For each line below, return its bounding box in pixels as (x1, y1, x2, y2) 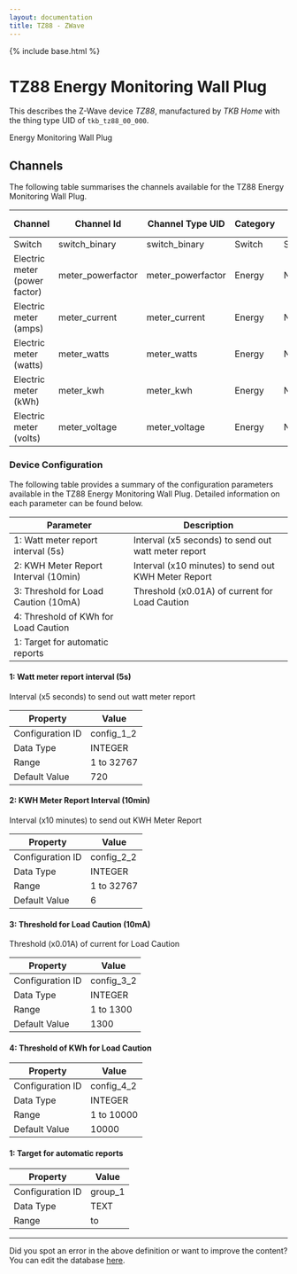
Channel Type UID (147, 218, 225, 231)
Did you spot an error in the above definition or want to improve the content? (9, 1245, 288, 1255)
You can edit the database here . (9, 1254, 126, 1265)
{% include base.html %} (9, 45, 100, 56)
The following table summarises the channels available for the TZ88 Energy (9, 182, 285, 192)
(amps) (13, 323, 44, 335)
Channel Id (74, 218, 122, 231)
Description (183, 519, 234, 531)
